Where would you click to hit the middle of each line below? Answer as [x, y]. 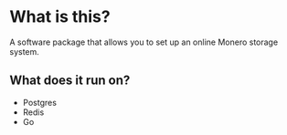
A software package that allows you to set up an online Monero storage [144, 42]
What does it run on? [70, 81]
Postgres [40, 102]
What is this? [60, 17]
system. [24, 51]
